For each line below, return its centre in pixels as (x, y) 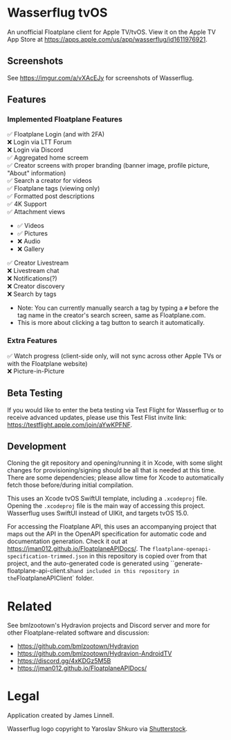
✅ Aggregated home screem (48, 158)
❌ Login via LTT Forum (39, 142)
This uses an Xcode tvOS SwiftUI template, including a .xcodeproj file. (107, 499)
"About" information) (37, 173)
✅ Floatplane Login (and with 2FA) (56, 134)
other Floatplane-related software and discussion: (78, 633)
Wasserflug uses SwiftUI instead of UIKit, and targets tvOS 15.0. (98, 513)
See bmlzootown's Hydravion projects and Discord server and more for (109, 626)
